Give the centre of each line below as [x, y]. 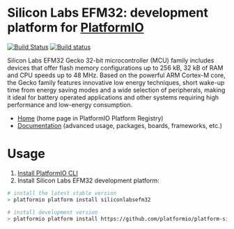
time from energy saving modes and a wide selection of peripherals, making [116, 90]
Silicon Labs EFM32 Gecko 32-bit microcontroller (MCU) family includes [111, 60]
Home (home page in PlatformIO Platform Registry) [90, 118]
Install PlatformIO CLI [48, 173]
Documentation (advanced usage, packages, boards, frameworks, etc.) [120, 125]
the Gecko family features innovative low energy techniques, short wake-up [116, 82]
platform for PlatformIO [76, 27]
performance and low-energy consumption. [70, 104]
